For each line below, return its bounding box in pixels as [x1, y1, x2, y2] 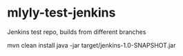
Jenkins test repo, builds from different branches [7, 28, 146, 36]
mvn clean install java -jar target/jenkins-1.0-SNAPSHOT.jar [7, 41, 176, 49]
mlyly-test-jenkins [7, 5, 116, 21]
